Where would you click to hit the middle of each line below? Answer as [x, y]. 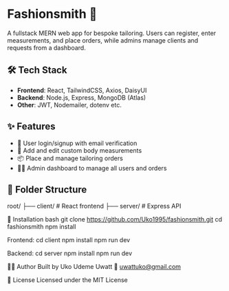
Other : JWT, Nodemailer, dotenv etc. [69, 105]
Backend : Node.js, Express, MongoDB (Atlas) [81, 97]
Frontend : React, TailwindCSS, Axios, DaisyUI [82, 90]
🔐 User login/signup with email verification [77, 143]
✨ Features [31, 127]
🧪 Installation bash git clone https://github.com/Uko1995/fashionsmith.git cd [115, 219]
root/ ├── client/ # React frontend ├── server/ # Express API [94, 206]
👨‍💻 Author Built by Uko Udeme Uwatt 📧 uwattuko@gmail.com [94, 267]
